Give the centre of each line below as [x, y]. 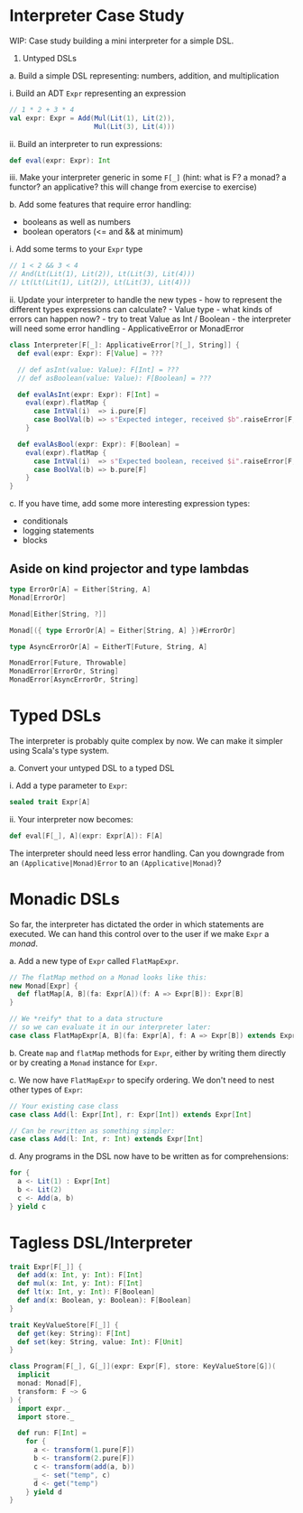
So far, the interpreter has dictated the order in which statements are [137, 924]
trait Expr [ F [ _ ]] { [46, 1267]
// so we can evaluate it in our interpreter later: [110, 1027]
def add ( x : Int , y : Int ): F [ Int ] [80, 1275]
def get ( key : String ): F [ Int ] [74, 1333]
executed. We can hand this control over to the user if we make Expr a [139, 933]
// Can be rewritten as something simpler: [92, 1131]
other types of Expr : [46, 1090]
